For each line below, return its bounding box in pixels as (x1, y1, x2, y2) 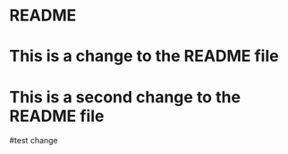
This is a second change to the (9, 86, 241, 107)
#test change (9, 135, 58, 146)
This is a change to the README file (9, 46, 279, 67)
